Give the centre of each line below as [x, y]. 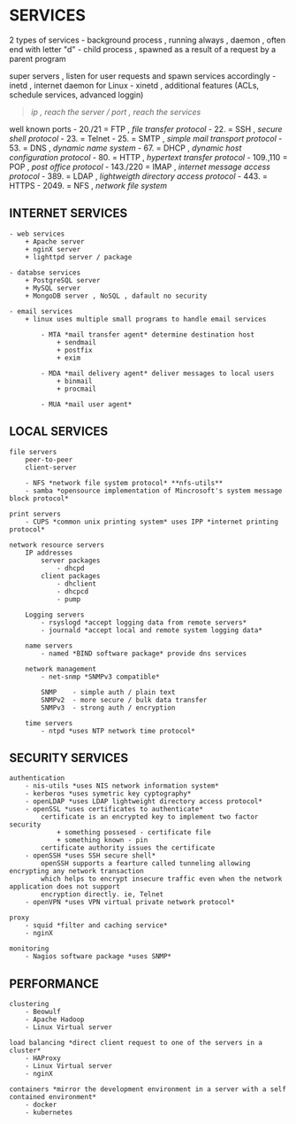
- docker [41, 1105]
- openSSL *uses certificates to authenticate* [114, 810]
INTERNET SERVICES [68, 213]
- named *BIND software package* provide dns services [144, 653]
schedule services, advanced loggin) [76, 95]
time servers [49, 723]
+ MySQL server [53, 288]
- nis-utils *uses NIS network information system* [122, 786]
